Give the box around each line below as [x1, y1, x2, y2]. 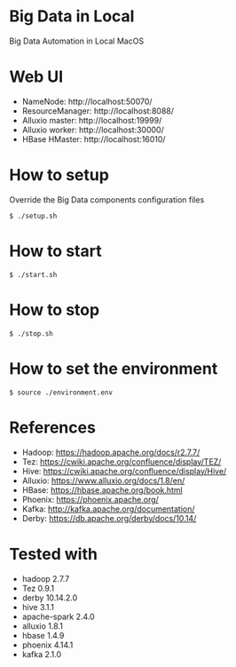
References [9, 417, 96, 437]
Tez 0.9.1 [21, 583, 55, 593]
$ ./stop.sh [9, 329, 53, 338]
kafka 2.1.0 [21, 648, 62, 659]
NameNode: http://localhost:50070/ [21, 96, 153, 107]
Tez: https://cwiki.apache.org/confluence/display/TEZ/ [21, 456, 222, 467]
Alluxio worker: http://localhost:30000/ [21, 124, 164, 135]
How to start [9, 242, 102, 261]
